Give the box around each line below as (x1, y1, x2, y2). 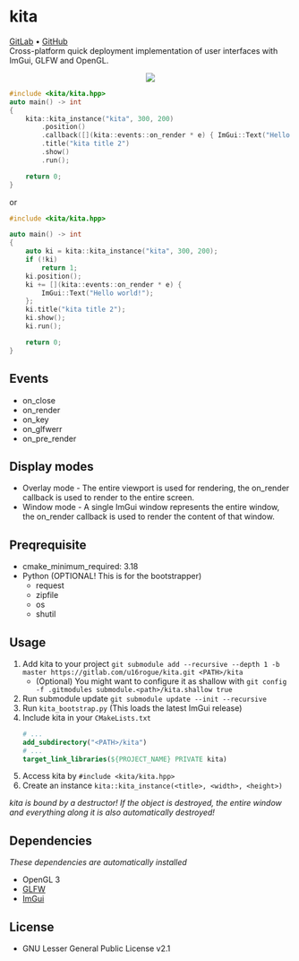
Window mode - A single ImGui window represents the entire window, (21, 502, 280, 513)
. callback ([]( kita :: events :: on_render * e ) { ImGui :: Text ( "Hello (41, 131, 291, 140)
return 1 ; (41, 263, 78, 273)
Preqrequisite (9, 537, 87, 552)
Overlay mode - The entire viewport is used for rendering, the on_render (21, 482, 290, 494)
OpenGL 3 (21, 874, 61, 885)
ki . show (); (25, 314, 66, 323)
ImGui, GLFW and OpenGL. (9, 55, 109, 65)
